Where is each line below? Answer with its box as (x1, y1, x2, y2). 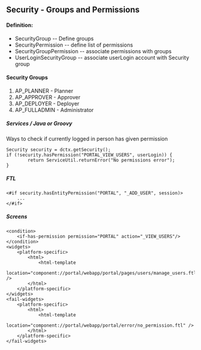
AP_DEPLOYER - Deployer (14, 100, 80, 107)
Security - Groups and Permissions (6, 5, 140, 15)
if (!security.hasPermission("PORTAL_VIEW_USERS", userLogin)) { (6, 152, 172, 158)
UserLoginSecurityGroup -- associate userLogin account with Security (14, 54, 190, 61)
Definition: (6, 21, 33, 29)
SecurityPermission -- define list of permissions (14, 41, 133, 48)
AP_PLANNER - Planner (14, 87, 74, 95)
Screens (6, 213, 28, 220)
